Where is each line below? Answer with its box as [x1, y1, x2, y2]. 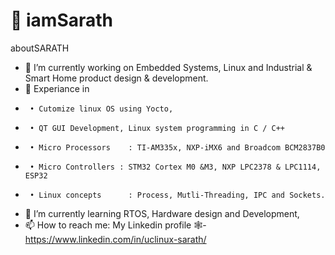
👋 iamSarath [10, 9, 114, 32]
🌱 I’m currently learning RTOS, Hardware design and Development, [24, 207, 300, 219]
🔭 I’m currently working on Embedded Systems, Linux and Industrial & [24, 61, 313, 73]
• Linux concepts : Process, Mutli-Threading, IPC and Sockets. [29, 190, 326, 200]
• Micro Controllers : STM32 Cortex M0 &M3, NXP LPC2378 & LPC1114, [29, 162, 322, 172]
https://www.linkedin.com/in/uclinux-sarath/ [24, 233, 207, 245]
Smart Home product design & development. [24, 72, 209, 84]
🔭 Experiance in [24, 82, 90, 94]
